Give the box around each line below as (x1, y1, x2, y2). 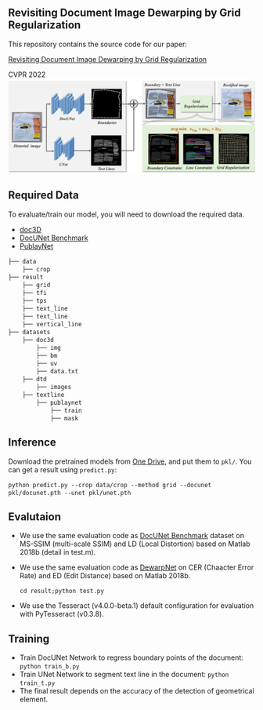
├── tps (22, 297, 47, 304)
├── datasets (8, 328, 51, 336)
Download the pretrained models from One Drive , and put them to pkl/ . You (8, 457, 252, 466)
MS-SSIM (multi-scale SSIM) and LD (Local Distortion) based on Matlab (19, 539, 250, 548)
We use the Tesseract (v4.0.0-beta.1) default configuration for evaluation (19, 601, 254, 610)
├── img (36, 344, 61, 351)
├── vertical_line (22, 320, 82, 328)
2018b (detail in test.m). (19, 548, 96, 557)
